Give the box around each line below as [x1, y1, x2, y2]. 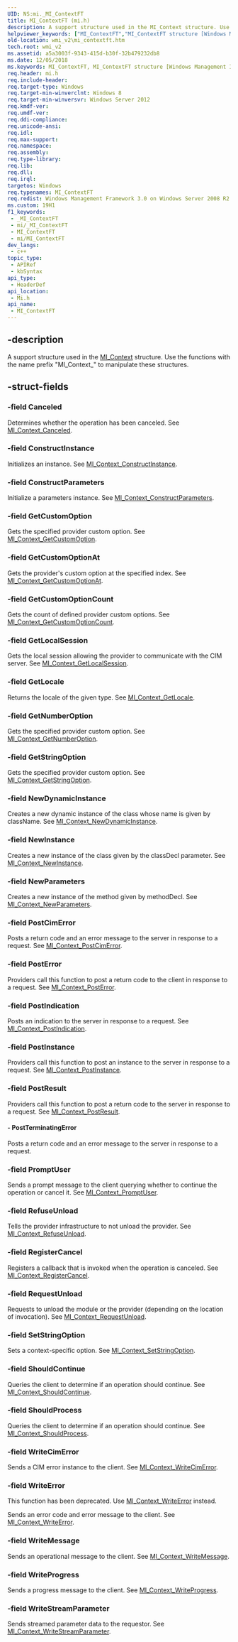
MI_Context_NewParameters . [7, 900, 92, 909]
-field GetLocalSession [7, 635, 89, 645]
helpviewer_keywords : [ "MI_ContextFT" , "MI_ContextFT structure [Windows [7, 30, 227, 38]
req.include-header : [7, 76, 69, 84]
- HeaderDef [10, 281, 46, 288]
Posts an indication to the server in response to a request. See [7, 1016, 189, 1025]
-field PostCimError [7, 918, 76, 928]
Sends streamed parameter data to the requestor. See [7, 1620, 165, 1629]
